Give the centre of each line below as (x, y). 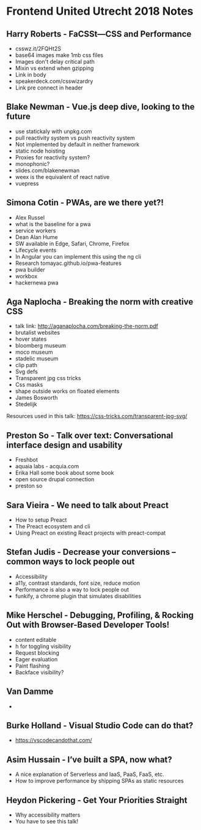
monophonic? (32, 164)
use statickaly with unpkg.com (53, 131)
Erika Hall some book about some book (64, 473)
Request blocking (37, 653)
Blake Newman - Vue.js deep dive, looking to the (100, 107)
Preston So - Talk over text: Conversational (90, 436)
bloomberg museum (40, 346)
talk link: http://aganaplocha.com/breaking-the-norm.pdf (87, 326)
